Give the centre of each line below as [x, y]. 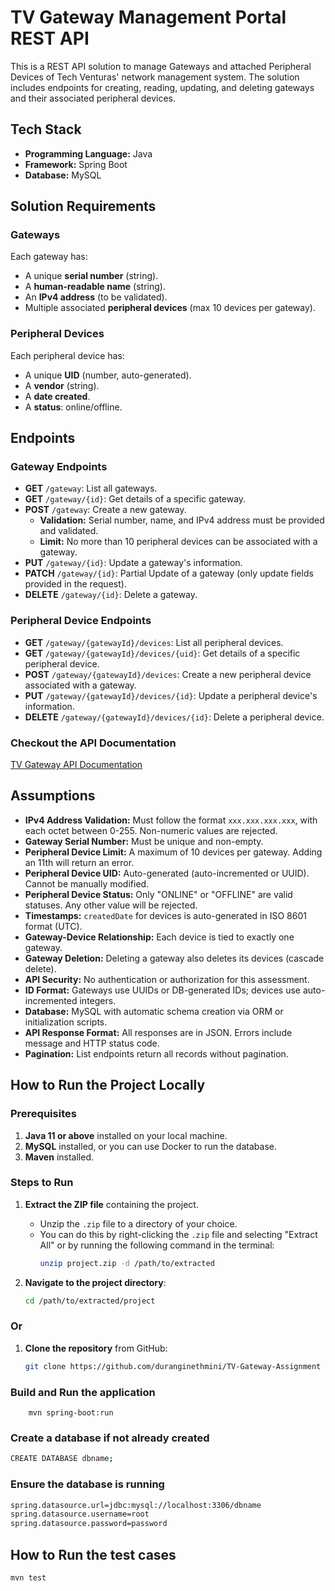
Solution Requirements [83, 206]
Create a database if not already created [110, 1438]
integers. [98, 1000]
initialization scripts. [66, 1022]
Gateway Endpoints [59, 467]
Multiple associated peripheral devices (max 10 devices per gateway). [170, 308]
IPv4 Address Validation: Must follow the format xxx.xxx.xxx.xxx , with [171, 820]
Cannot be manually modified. [87, 883]
